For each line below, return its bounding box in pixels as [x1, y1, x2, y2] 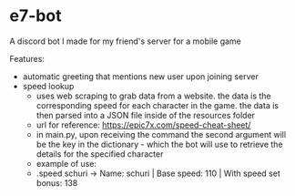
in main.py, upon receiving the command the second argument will [36, 129, 287, 139]
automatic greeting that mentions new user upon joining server [22, 70, 259, 82]
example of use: [36, 158, 97, 169]
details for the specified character [36, 148, 164, 160]
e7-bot [9, 5, 62, 26]
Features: [9, 53, 46, 64]
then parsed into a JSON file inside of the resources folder [36, 109, 256, 120]
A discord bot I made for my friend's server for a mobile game [9, 36, 241, 46]
